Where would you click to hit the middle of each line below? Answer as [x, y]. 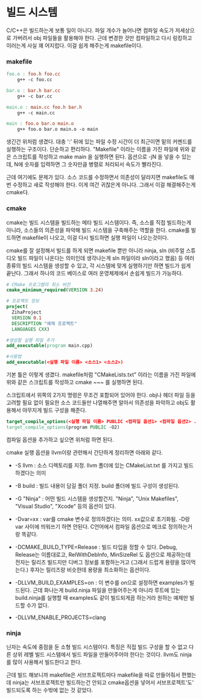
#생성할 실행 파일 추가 [30, 340]
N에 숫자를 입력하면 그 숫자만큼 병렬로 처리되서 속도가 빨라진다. [88, 165]
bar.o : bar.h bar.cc [33, 90]
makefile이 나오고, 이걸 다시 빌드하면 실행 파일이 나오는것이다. [95, 237]
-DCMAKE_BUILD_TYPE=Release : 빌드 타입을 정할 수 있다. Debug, [96, 547]
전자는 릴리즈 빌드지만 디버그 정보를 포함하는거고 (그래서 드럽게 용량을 [97, 562]
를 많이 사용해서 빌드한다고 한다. [44, 662]
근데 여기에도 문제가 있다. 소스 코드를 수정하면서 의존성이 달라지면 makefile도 [97, 177]
